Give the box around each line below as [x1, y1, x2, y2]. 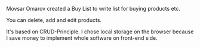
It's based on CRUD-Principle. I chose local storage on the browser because [6, 28, 194, 35]
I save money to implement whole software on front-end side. [6, 35, 158, 41]
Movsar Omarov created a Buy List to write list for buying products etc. [6, 5, 181, 12]
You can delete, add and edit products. [6, 17, 102, 23]
